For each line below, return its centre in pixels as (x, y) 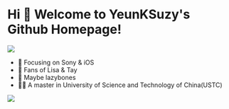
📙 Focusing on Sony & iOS (56, 62)
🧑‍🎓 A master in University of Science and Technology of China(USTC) (120, 85)
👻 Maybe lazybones (47, 77)
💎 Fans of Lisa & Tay (47, 69)
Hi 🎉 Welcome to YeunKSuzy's (99, 15)
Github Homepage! (65, 29)
